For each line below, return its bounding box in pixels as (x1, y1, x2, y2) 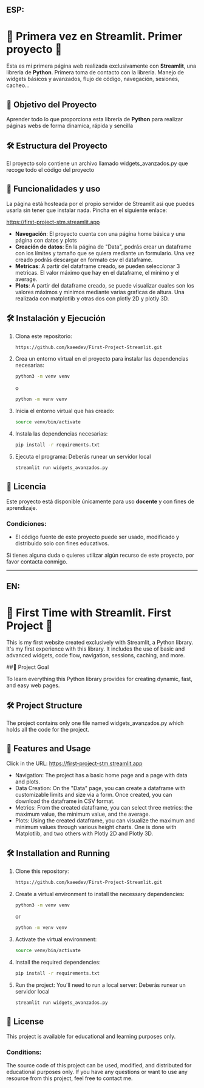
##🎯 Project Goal (6, 663, 49, 671)
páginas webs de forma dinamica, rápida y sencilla (6, 122, 134, 130)
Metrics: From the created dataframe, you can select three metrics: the (15, 804, 193, 811)
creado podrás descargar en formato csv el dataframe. (15, 256, 153, 263)
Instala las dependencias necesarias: (15, 430, 108, 437)
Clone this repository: (15, 867, 69, 875)
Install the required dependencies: (15, 959, 101, 966)
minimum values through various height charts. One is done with (15, 823, 177, 830)
